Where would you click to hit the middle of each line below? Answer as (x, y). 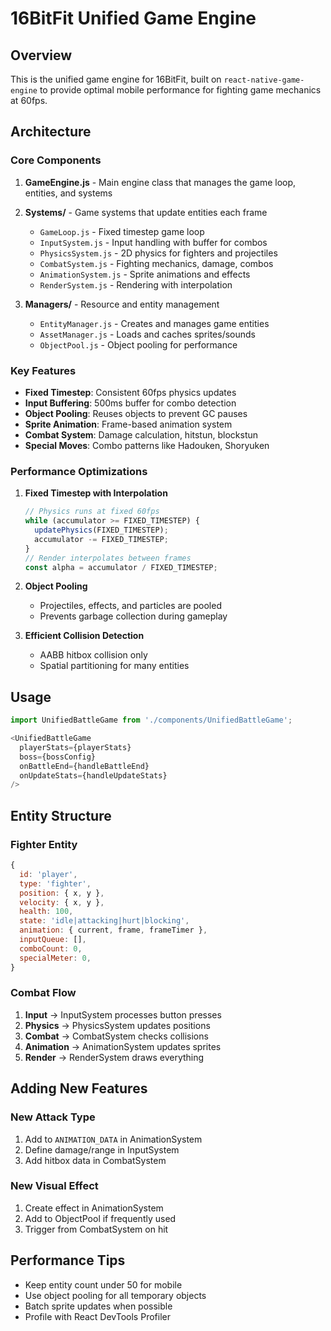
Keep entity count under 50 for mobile (103, 1284)
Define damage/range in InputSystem (102, 1149)
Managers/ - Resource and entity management (122, 304)
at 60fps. (29, 100)
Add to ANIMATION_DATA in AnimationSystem (113, 1139)
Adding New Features (79, 1088)
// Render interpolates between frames (108, 558)
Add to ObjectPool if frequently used (100, 1218)
